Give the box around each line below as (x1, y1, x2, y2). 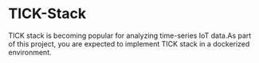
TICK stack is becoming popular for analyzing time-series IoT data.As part (8, 31, 252, 40)
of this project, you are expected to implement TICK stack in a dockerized (8, 39, 250, 48)
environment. (8, 47, 52, 57)
